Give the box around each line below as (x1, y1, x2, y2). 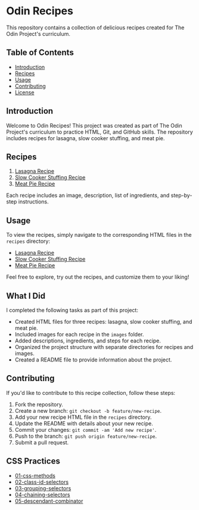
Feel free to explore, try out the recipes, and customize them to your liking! (6, 273, 189, 281)
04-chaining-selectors (14, 491, 70, 498)
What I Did (6, 290, 46, 301)
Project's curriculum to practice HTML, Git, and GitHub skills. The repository (6, 128, 194, 135)
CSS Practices (6, 456, 61, 466)
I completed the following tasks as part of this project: (6, 307, 139, 314)
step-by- (170, 192, 192, 199)
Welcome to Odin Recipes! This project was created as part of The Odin (6, 122, 183, 129)
